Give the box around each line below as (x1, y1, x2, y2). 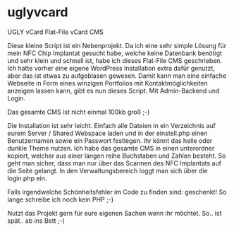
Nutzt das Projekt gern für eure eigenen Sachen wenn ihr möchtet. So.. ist (7, 209, 222, 217)
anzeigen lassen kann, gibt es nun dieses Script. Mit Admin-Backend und (7, 86, 220, 95)
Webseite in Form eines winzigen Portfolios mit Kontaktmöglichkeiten (7, 79, 208, 87)
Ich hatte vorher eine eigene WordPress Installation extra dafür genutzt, (7, 64, 215, 72)
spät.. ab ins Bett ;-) (7, 216, 66, 225)
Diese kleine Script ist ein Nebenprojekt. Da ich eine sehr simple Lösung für (7, 41, 227, 50)
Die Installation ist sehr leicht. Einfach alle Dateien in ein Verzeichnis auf (7, 121, 216, 129)
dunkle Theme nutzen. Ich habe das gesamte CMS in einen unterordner (7, 144, 215, 152)
